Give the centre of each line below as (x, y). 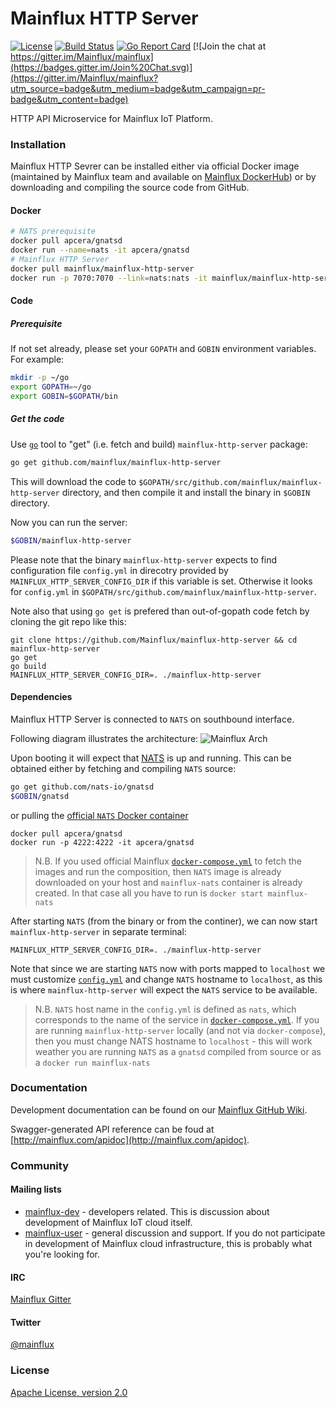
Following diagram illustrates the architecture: (104, 738)
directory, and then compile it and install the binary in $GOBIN (186, 492)
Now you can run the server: (69, 522)
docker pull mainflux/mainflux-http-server (102, 268)
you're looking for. (62, 1254)
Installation (38, 144)
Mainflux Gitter (41, 1299)
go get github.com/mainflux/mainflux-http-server (116, 462)
